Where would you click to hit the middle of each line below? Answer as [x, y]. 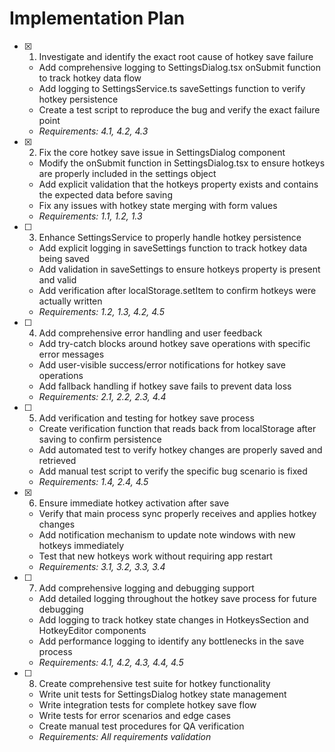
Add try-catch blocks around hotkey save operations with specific [174, 343]
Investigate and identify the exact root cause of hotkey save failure [176, 56]
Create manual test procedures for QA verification [141, 726]
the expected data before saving [105, 194]
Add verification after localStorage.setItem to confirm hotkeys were [177, 290]
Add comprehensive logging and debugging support [146, 588]
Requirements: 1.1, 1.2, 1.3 [90, 216]
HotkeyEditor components [92, 630]
